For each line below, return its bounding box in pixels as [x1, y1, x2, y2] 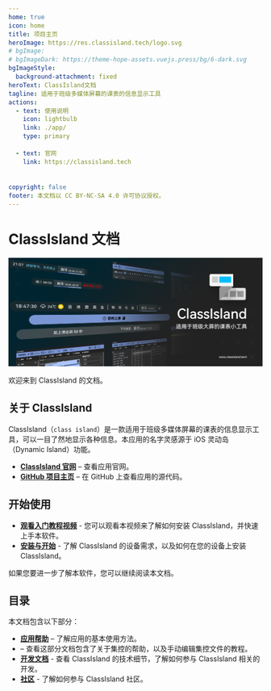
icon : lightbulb [23, 115, 78, 124]
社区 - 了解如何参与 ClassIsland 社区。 [19, 674, 148, 684]
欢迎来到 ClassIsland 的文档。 [8, 375, 107, 385]
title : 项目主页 [8, 30, 58, 38]
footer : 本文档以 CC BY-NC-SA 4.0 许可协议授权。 [8, 192, 165, 200]
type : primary [23, 132, 70, 140]
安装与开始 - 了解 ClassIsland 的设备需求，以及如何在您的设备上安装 [19, 541, 247, 551]
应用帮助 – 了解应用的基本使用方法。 [19, 634, 141, 643]
